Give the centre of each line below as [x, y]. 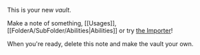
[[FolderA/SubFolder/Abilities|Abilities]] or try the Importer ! [90, 31]
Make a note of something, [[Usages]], [62, 23]
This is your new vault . [39, 10]
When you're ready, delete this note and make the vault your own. [100, 44]
